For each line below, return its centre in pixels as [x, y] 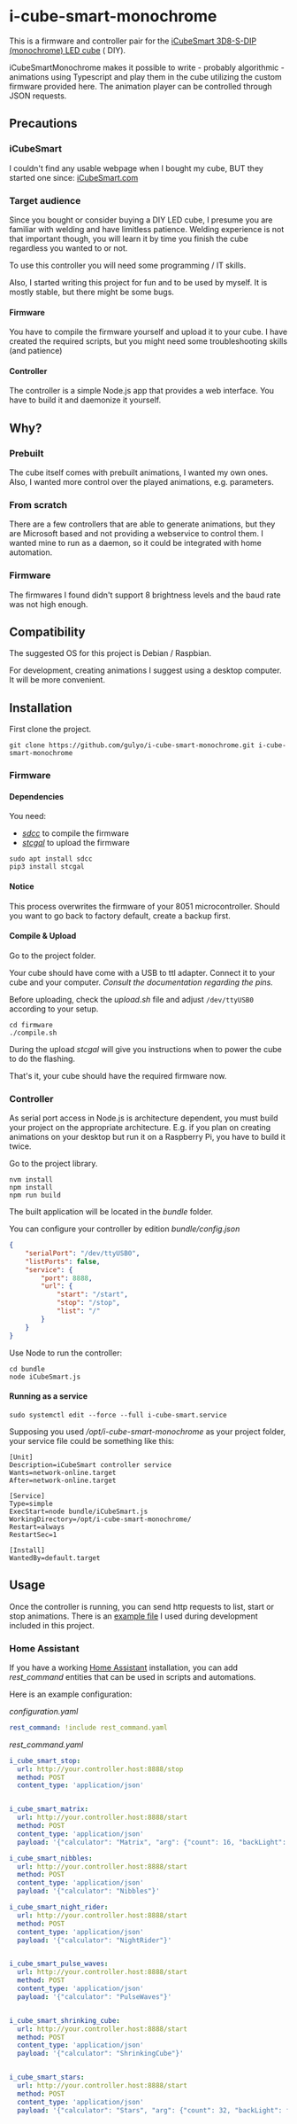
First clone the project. [50, 730]
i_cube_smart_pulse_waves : [59, 1964]
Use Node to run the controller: [65, 1353]
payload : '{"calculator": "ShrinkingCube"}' [100, 2054]
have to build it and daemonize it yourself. [85, 400]
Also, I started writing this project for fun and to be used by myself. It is [138, 282]
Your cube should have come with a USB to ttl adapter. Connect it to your [142, 972]
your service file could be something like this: [92, 1441]
